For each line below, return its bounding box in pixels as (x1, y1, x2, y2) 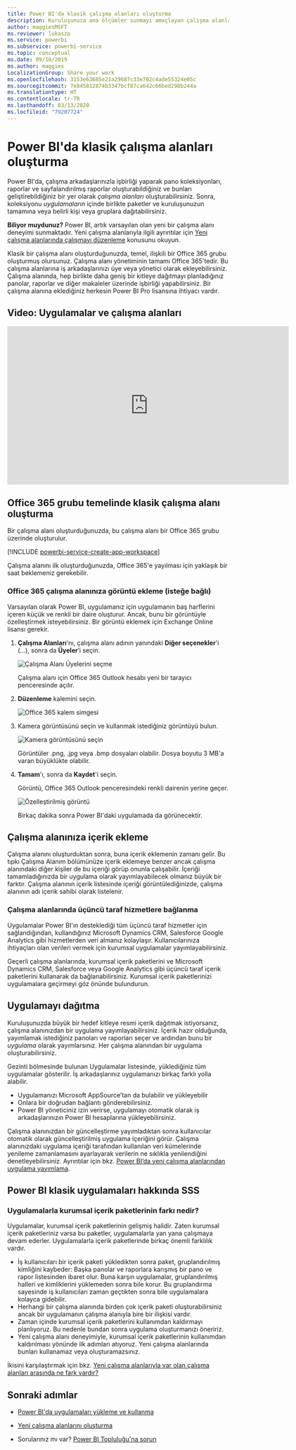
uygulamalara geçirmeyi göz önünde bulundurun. (7, 979, 150, 988)
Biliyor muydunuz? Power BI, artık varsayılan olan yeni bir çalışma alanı (7, 220, 214, 229)
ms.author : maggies (7, 63, 65, 70)
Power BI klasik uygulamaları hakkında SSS (7, 1184, 200, 1197)
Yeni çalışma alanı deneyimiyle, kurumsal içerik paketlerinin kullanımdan (17, 1332, 226, 1341)
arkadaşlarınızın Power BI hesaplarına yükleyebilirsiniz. (17, 1113, 176, 1121)
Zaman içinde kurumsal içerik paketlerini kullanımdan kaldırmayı (17, 1318, 203, 1326)
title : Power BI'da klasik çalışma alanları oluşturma (7, 10, 172, 18)
